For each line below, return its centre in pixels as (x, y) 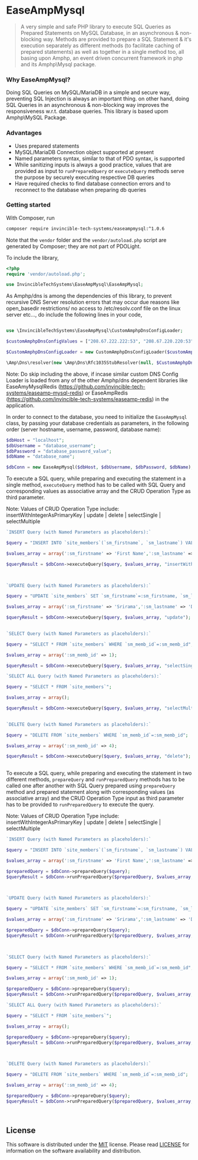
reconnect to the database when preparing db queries (80, 190)
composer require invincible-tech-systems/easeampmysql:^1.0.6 (85, 229)
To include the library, (32, 258)
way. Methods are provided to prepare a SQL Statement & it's (117, 39)
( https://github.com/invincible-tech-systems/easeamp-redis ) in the (88, 399)
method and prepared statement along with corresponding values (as (90, 792)
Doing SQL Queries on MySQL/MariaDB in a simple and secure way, (88, 93)
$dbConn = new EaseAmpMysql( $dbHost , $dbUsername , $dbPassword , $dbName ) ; (100, 467)
